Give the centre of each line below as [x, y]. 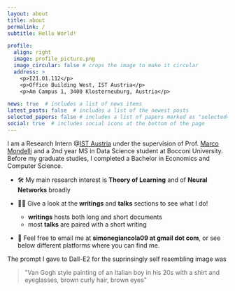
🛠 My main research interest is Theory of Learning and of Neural [112, 180]
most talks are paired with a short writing [87, 224]
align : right [33, 52]
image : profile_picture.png [55, 59]
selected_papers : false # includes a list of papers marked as [101, 117]
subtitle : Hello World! [42, 33]
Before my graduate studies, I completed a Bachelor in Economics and [108, 158]
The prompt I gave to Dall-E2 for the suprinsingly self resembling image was [117, 259]
